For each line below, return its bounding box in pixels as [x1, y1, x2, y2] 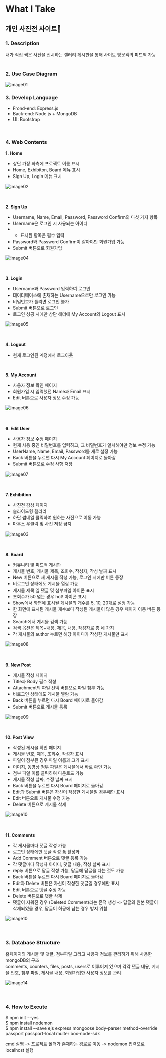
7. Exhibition [5, 491, 31, 497]
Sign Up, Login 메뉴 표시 [12, 173, 62, 179]
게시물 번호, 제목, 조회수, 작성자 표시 [12, 751, 84, 757]
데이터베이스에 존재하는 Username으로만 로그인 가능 [12, 292, 116, 298]
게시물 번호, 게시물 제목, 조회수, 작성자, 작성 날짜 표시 [12, 568, 117, 574]
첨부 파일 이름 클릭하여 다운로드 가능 [12, 770, 84, 776]
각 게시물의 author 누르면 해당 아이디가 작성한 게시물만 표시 [12, 631, 129, 637]
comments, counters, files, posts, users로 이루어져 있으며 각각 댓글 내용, [5, 964, 151, 970]
